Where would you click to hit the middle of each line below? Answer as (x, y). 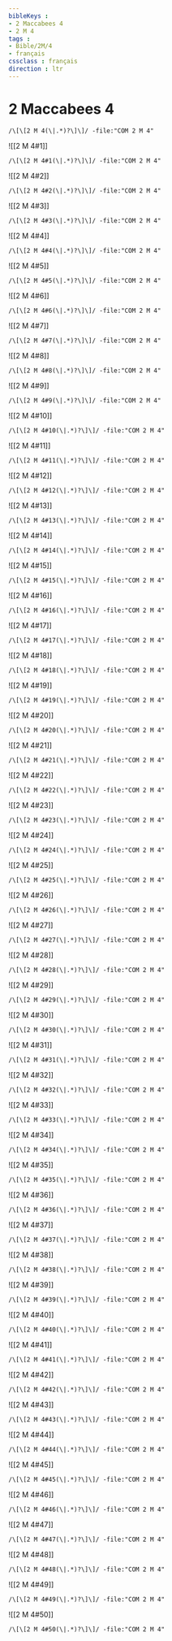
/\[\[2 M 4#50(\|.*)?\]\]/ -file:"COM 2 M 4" (86, 1629)
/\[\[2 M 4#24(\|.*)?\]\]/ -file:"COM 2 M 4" (86, 850)
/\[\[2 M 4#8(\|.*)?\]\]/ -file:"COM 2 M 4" (85, 371)
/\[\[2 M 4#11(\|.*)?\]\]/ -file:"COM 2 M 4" (86, 460)
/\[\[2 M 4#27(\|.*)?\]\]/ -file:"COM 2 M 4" (86, 940)
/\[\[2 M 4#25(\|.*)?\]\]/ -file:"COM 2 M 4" (86, 880)
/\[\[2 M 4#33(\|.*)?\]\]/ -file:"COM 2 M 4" (86, 1120)
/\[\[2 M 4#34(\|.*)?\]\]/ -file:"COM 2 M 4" (86, 1150)
